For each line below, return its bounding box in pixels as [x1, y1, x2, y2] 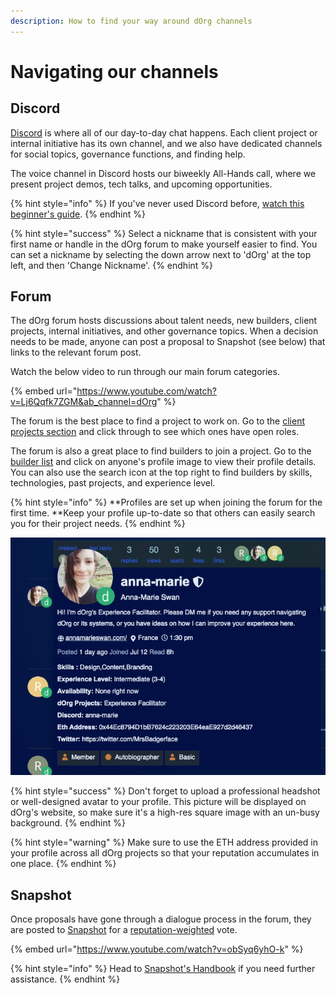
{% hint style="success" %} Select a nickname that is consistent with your [10, 227, 318, 239]
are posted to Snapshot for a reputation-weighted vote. [10, 924, 238, 936]
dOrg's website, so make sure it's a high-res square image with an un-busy [10, 806, 320, 819]
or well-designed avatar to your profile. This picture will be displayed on [10, 796, 307, 808]
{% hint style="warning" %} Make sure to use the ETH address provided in [10, 836, 318, 849]
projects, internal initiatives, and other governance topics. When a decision [10, 325, 319, 337]
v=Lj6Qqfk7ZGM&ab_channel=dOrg [10, 396, 158, 408]
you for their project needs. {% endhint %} [10, 518, 186, 530]
